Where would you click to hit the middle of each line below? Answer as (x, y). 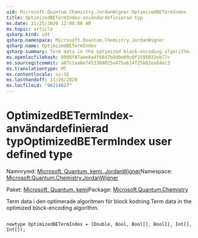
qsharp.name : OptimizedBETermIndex (51, 46)
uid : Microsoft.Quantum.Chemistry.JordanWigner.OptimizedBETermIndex (97, 12)
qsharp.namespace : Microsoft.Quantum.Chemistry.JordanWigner (86, 40)
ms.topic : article (30, 29)
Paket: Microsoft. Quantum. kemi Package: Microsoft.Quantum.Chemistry (97, 189)
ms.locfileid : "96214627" (39, 86)
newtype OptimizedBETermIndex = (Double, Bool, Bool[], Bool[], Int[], (99, 224)
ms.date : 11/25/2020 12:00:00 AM (49, 23)
